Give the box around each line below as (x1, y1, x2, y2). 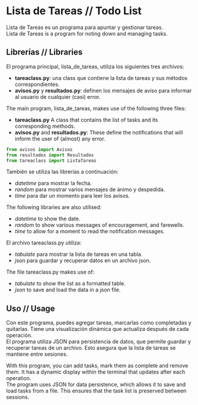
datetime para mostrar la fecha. (14, 179, 92, 187)
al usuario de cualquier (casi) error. (14, 93, 101, 100)
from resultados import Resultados (6, 152, 94, 158)
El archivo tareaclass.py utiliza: (6, 239, 82, 246)
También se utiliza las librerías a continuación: (6, 168, 119, 175)
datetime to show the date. (14, 215, 81, 223)
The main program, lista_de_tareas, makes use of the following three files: (6, 105, 187, 112)
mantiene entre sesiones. (6, 351, 68, 358)
